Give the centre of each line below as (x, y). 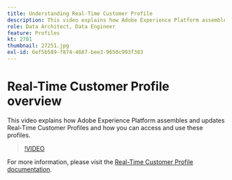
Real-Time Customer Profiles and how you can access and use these (105, 127)
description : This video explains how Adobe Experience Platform (103, 20)
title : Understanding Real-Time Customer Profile (80, 13)
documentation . (30, 169)
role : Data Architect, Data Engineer (61, 26)
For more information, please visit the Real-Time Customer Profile (100, 162)
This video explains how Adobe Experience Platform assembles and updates (116, 120)
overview (35, 101)
